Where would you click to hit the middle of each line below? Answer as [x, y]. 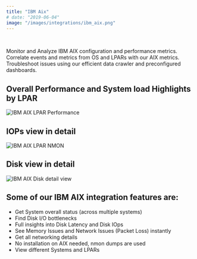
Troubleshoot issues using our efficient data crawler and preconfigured [93, 64]
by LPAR [22, 98]
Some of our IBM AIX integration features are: [92, 197]
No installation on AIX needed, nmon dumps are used [80, 243]
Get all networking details [46, 237]
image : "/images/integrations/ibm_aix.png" [61, 23]
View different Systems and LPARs [57, 249]
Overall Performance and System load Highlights [99, 89]
